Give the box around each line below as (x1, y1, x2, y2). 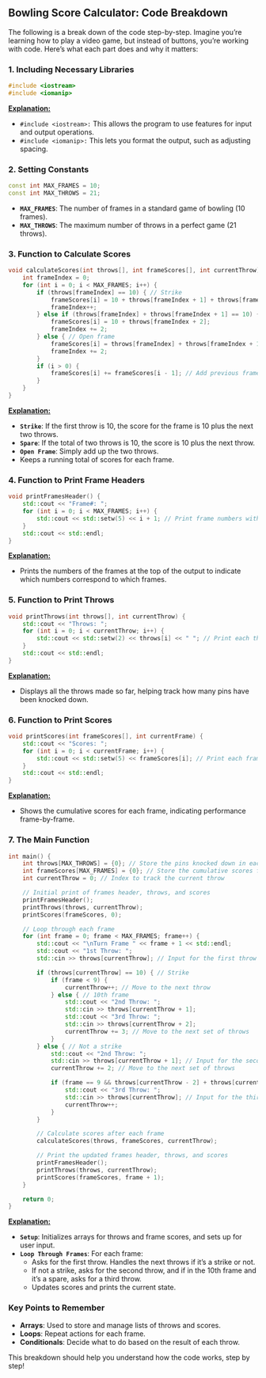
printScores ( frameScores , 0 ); (22, 910, 123, 919)
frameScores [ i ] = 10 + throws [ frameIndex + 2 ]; (50, 318, 211, 326)
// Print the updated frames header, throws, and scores (36, 1152, 228, 1160)
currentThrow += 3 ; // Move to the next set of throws (64, 1027, 249, 1035)
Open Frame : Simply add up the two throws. (19, 446, 159, 456)
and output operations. (19, 127, 95, 137)
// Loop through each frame (22, 925, 115, 933)
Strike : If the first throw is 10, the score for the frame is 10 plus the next (19, 421, 253, 431)
